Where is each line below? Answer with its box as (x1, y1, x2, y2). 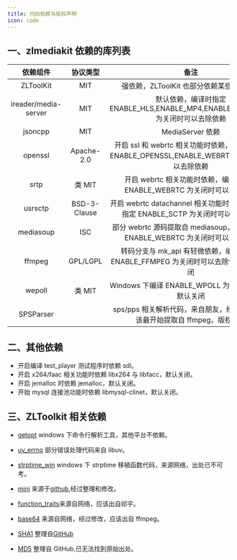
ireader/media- (11, 100, 62, 109)
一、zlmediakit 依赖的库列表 (7, 44, 131, 56)
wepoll (25, 285, 48, 295)
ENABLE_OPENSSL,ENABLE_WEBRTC (109, 151, 235, 161)
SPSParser (18, 309, 54, 319)
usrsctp (23, 203, 49, 213)
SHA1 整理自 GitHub (17, 529, 74, 537)
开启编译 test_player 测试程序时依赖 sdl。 (17, 362, 138, 370)
